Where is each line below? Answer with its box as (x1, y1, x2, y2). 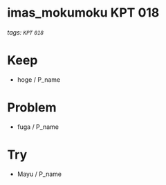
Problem (7, 99, 57, 115)
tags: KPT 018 (7, 28, 44, 36)
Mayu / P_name (17, 170, 62, 178)
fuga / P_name (17, 123, 59, 131)
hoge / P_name (17, 75, 61, 84)
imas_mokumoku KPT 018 (7, 5, 160, 21)
